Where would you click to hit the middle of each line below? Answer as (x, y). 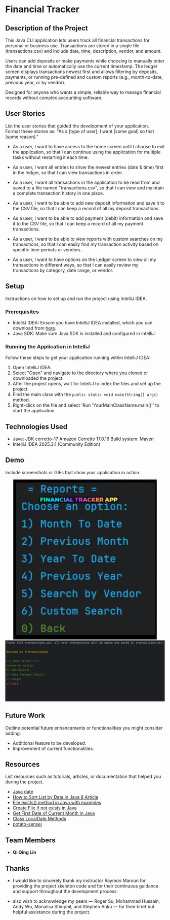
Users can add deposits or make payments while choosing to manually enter (85, 61)
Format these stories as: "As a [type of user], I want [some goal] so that (80, 131)
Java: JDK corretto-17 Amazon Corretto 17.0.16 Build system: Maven (83, 439)
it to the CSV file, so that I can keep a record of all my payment (78, 223)
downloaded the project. (38, 378)
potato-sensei (27, 824)
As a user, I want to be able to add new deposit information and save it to (89, 203)
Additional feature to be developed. (49, 743)
